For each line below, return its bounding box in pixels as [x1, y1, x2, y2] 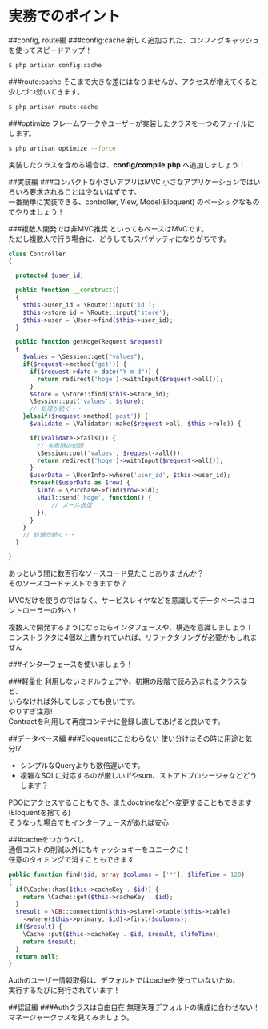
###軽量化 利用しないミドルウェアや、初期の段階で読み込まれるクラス [8, 676, 241, 685]
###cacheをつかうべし [8, 834, 85, 844]
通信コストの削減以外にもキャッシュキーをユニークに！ [8, 844, 190, 854]
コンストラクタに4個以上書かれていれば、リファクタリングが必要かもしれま [8, 632, 258, 641]
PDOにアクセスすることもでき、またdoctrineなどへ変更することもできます [8, 798, 253, 807]
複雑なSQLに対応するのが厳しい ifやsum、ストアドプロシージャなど [19, 770, 243, 780]
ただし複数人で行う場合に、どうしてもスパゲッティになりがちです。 [8, 234, 231, 243]
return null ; [15, 952, 59, 961]
